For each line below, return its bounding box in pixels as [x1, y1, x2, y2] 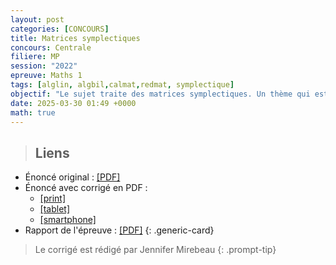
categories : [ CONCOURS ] [10, 24, 110, 34]
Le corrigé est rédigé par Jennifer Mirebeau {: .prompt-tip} [34, 244, 277, 256]
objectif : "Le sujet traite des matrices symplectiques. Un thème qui [10, 89, 311, 99]
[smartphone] [39, 214, 97, 226]
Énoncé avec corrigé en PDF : [24, 182, 148, 194]
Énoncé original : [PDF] [24, 171, 121, 183]
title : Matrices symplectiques [10, 33, 141, 43]
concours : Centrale [10, 42, 92, 53]
